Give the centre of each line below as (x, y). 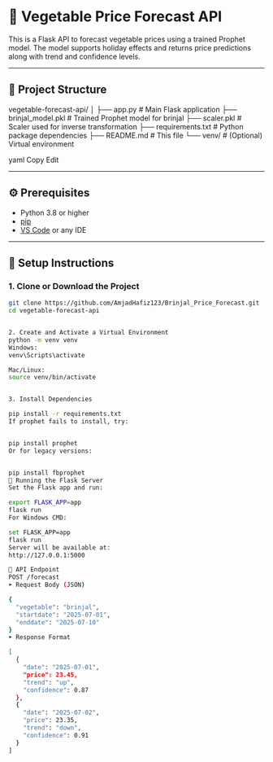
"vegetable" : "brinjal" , (58, 607)
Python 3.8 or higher (54, 212)
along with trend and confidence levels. (74, 56)
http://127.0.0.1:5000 (47, 555)
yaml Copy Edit (34, 160)
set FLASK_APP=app (39, 532)
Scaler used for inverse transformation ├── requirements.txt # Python (126, 126)
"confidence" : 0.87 (56, 690)
